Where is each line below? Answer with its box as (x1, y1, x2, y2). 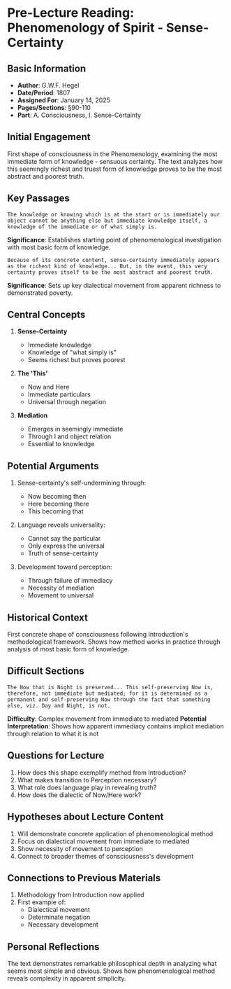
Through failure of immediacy (27, 576, 113, 585)
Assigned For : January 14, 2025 (17, 96, 110, 104)
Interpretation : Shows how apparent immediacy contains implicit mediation (7, 721, 225, 730)
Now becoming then (27, 492, 87, 501)
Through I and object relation (27, 432, 112, 441)
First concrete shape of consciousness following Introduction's (7, 630, 188, 639)
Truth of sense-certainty (27, 549, 99, 558)
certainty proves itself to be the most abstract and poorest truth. (7, 268, 214, 276)
